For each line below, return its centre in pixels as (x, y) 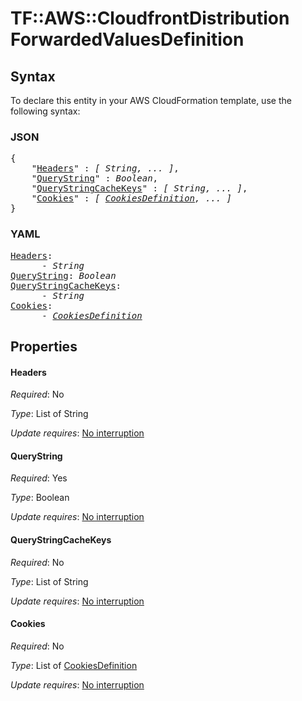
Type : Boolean (40, 498)
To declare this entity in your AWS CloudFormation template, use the (151, 100)
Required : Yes (39, 478)
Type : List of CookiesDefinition (74, 665)
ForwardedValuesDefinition (127, 39)
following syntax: (45, 111)
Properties (44, 346)
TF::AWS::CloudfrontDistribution (150, 18)
